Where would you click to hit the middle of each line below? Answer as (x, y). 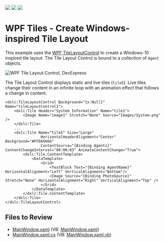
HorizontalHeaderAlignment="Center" (78, 137)
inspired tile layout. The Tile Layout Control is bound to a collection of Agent (82, 58)
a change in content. (26, 93)
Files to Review (29, 217)
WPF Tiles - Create (45, 29)
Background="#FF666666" (30, 141)
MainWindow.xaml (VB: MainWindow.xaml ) (56, 229)
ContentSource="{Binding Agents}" (76, 146)
